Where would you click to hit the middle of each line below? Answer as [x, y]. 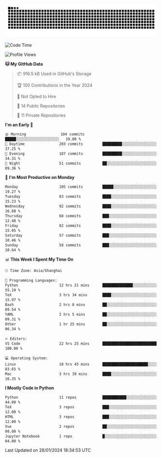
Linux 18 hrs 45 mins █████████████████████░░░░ [81, 364]
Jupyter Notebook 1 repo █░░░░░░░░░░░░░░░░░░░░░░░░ [81, 436]
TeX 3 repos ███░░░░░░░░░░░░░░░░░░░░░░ [81, 407]
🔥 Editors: [16, 339]
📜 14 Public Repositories [41, 106]
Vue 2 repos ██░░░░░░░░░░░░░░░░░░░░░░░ [81, 426]
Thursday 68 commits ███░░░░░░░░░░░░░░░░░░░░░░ [81, 216]
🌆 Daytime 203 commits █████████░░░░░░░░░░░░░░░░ [81, 144]
